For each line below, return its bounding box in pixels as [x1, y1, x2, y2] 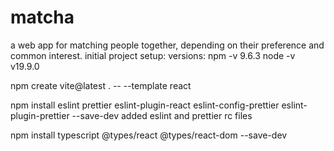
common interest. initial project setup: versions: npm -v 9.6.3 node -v [10, 49, 296, 61]
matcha [10, 6, 75, 29]
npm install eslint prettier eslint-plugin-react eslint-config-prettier [10, 99, 280, 111]
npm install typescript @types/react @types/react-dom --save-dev [10, 129, 288, 141]
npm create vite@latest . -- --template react [10, 79, 192, 91]
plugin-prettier [10, 109, 70, 121]
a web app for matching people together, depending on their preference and [10, 39, 325, 51]
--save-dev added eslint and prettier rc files [71, 109, 253, 121]
